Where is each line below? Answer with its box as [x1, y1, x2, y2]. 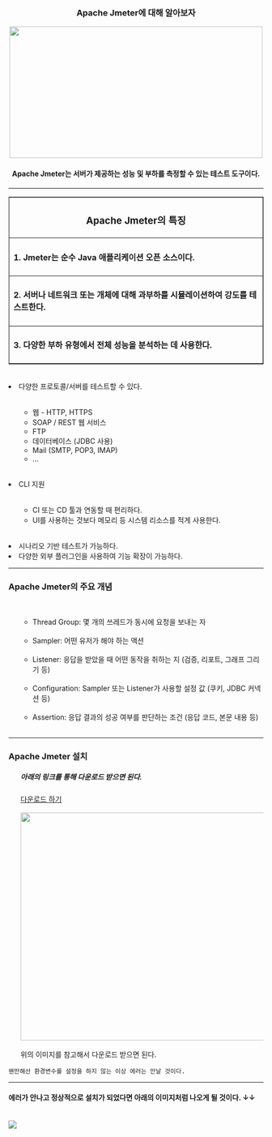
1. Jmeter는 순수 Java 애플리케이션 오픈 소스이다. [13, 251, 195, 263]
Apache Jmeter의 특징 [86, 214, 186, 227]
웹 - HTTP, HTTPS [32, 408, 93, 417]
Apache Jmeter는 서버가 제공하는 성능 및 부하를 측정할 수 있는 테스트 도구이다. [11, 169, 261, 178]
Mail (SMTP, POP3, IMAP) [32, 446, 118, 455]
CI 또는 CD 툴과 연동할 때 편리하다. [32, 505, 143, 515]
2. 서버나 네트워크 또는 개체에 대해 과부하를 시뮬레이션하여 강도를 [13, 289, 248, 301]
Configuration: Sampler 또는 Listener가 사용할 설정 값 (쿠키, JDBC [32, 683, 247, 693]
